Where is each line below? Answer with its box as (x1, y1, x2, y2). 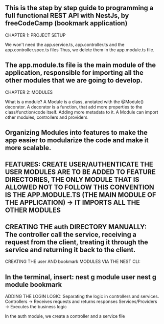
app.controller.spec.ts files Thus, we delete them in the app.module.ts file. (5, 46, 155, 53)
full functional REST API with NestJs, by (5, 12, 129, 20)
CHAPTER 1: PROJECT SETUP (5, 32, 66, 38)
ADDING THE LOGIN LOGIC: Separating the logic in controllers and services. (5, 293, 159, 300)
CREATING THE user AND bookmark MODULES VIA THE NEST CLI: (5, 259, 141, 264)
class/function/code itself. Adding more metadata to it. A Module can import (5, 109, 158, 115)
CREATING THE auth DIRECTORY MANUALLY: (5, 222, 147, 231)
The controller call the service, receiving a (5, 230, 137, 238)
